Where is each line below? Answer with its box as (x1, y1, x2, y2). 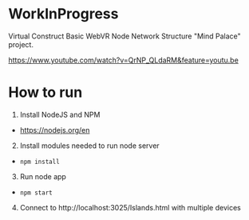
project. (8, 39, 34, 49)
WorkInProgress (8, 5, 119, 23)
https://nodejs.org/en (19, 125, 90, 134)
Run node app (19, 171, 66, 181)
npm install (19, 158, 60, 166)
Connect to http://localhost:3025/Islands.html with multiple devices (19, 202, 241, 212)
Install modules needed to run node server (19, 141, 160, 150)
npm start (19, 189, 53, 197)
